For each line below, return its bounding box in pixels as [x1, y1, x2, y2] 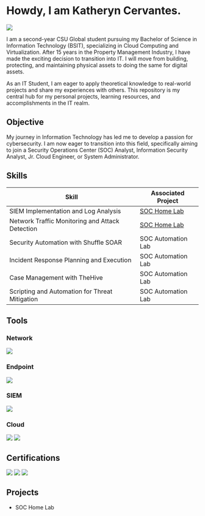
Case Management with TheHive [9, 273, 103, 282]
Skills [6, 171, 27, 181]
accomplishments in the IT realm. [6, 99, 90, 107]
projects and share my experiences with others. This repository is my [6, 86, 180, 94]
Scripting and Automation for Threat [9, 287, 113, 296]
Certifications [6, 452, 60, 463]
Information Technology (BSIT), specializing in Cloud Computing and [6, 42, 179, 49]
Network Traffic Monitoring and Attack [9, 217, 120, 225]
